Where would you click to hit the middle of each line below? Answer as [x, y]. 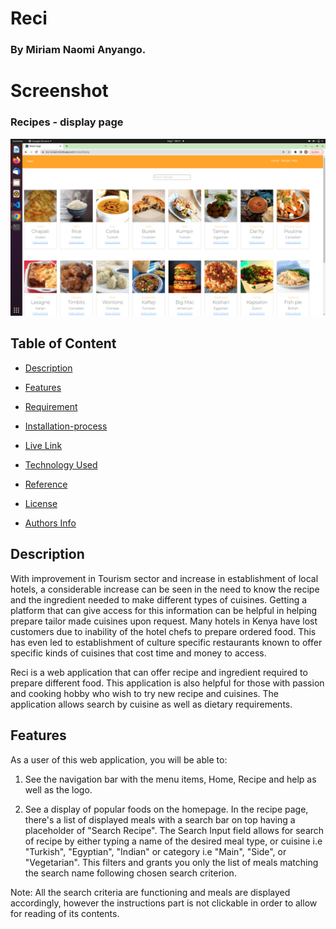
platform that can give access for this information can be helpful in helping [164, 610]
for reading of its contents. [65, 913]
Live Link [43, 445]
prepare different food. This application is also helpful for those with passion [167, 683]
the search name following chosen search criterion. [130, 873]
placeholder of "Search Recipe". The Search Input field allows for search [174, 830]
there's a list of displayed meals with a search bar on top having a [160, 819]
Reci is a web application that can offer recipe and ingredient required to [159, 672]
